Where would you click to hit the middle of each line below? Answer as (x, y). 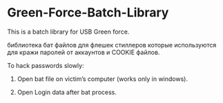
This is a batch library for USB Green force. (68, 32)
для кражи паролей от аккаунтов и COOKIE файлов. (84, 52)
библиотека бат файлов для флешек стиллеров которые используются (112, 45)
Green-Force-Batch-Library (88, 13)
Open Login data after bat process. (67, 92)
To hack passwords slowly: (46, 65)
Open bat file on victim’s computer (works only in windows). (103, 79)
